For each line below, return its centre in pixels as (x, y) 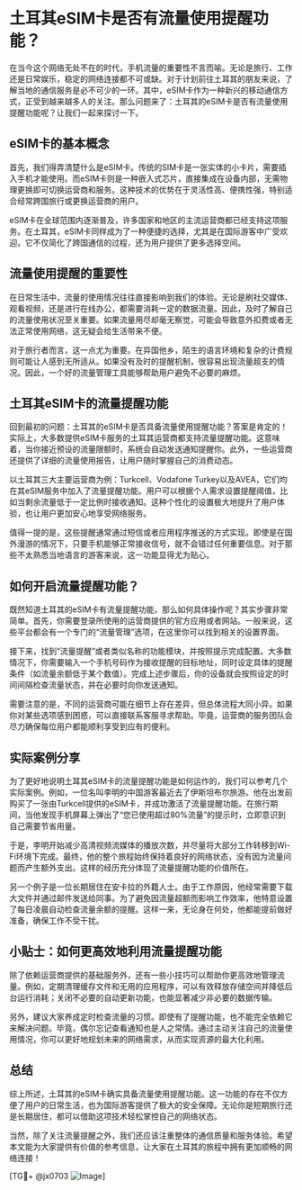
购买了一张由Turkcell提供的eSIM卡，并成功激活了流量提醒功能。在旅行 (140, 803)
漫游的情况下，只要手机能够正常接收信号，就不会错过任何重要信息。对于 (151, 544)
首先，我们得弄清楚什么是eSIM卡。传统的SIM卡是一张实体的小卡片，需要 (144, 167)
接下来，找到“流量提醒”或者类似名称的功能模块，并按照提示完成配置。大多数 (151, 651)
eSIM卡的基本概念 (59, 144)
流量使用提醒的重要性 (68, 274)
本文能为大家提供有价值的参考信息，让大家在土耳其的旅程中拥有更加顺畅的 (147, 1146)
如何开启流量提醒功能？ (74, 586)
